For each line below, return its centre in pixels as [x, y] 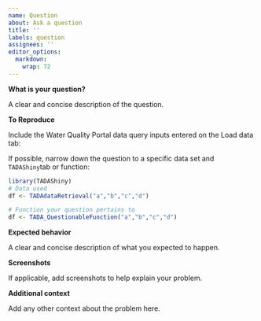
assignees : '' [31, 45]
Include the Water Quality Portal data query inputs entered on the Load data [131, 135]
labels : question [37, 37]
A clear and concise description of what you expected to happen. [114, 248]
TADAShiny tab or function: [49, 167]
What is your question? [47, 89]
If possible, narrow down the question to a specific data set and [111, 158]
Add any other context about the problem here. [85, 308]
